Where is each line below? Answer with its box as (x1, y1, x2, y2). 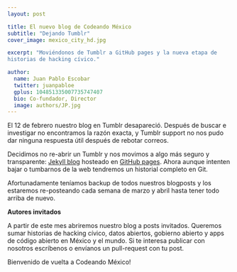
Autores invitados (7, 207, 62, 217)
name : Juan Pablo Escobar (13, 75, 91, 82)
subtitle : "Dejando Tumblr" (7, 30, 91, 37)
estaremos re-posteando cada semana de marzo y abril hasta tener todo (7, 186, 220, 195)
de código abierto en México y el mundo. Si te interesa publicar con (7, 236, 206, 245)
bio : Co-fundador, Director (13, 95, 97, 102)
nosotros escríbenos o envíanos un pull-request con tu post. (7, 244, 184, 253)
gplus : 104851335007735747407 (13, 88, 103, 96)
